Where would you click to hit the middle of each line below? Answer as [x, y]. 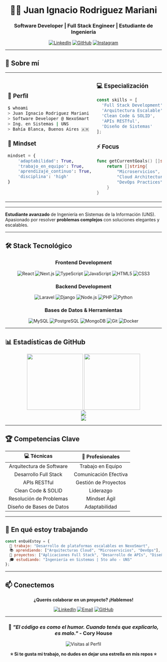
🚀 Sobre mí [22, 63]
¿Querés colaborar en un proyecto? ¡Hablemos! [83, 600]
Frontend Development [83, 263]
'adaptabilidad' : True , [46, 161]
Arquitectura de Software [39, 466]
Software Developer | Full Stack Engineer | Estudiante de [83, 26]
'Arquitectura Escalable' [132, 111]
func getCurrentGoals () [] [128, 161]
